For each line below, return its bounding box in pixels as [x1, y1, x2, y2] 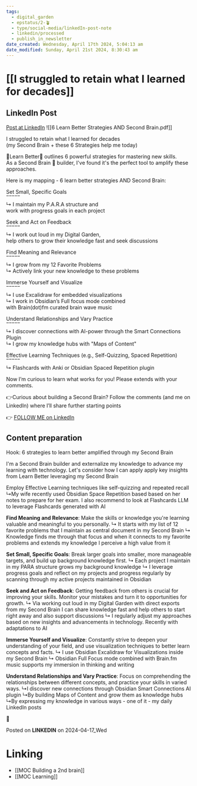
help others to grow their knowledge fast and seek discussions [6, 237, 158, 244]
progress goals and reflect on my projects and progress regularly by [6, 569, 172, 576]
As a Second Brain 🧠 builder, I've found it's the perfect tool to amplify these [6, 159, 189, 166]
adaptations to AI [6, 625, 48, 632]
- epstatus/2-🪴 [11, 19, 51, 25]
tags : [6, 8, 19, 15]
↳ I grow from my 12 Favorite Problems [6, 261, 102, 268]
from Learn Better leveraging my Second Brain [6, 472, 119, 480]
